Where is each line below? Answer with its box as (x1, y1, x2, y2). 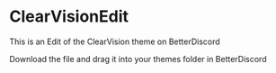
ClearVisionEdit (9, 6, 129, 27)
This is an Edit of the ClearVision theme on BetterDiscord (9, 36, 220, 47)
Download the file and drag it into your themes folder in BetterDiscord (9, 53, 267, 64)
